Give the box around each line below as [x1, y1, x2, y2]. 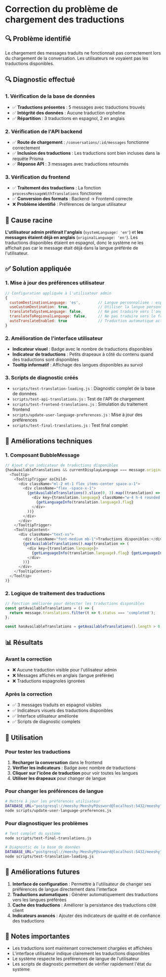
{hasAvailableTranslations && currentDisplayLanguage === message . [5, 467, 147, 472]
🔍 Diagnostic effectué [5, 75, 75, 84]
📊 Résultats [5, 638, 43, 647]
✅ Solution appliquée [5, 264, 72, 273]
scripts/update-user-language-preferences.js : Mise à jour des [12, 412, 143, 418]
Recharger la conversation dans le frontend [12, 760, 103, 766]
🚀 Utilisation [5, 733, 43, 742]
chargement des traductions [5, 14, 124, 25]
